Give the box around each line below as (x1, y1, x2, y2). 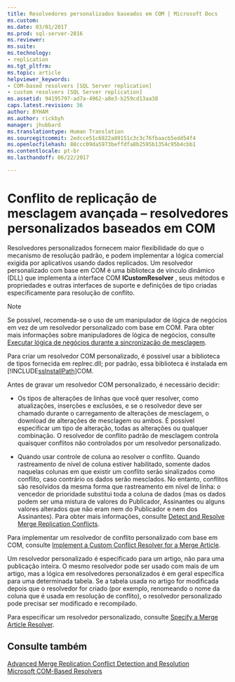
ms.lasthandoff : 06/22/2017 (7, 154, 90, 162)
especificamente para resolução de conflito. (7, 288, 135, 297)
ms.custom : (7, 17, 39, 24)
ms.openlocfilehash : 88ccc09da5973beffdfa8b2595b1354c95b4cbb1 (7, 141, 196, 148)
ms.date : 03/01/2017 (7, 23, 68, 30)
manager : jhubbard (7, 121, 61, 129)
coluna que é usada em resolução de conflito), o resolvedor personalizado (7, 591, 222, 600)
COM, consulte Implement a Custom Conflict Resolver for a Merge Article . (7, 541, 221, 549)
